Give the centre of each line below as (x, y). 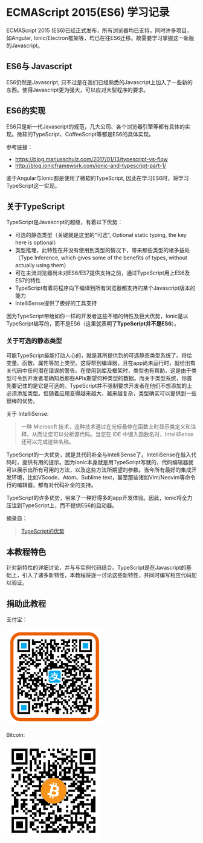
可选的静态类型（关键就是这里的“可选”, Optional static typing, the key (101, 235)
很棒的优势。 (22, 401)
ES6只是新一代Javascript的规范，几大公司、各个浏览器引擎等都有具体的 (96, 126)
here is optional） (37, 242)
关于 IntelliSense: (27, 413)
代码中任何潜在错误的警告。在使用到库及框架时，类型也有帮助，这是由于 (101, 370)
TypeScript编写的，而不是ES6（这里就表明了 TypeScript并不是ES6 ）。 (93, 324)
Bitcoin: (16, 735)
